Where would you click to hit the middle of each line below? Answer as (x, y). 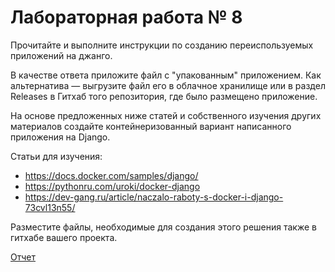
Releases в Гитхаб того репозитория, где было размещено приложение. (164, 96)
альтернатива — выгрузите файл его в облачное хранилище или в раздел (168, 85)
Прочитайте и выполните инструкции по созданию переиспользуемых (162, 45)
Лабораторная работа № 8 (126, 17)
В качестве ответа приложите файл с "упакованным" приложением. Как (166, 75)
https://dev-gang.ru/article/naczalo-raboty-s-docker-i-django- (154, 197)
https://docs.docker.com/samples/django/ (111, 175)
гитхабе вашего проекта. (64, 237)
